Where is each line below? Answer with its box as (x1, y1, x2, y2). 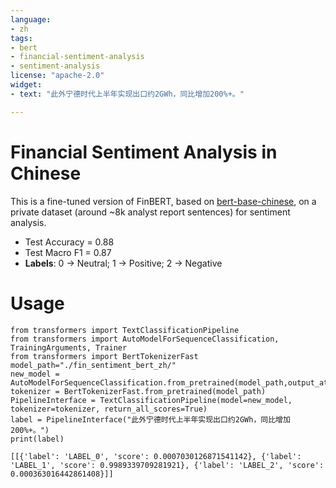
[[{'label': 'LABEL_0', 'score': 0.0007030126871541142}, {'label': (10, 451, 302, 461)
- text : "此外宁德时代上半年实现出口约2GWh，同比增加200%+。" (10, 89, 245, 99)
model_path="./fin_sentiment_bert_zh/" (10, 360, 177, 370)
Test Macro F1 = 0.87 (24, 246, 112, 258)
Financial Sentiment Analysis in (10, 141, 278, 163)
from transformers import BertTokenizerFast (10, 351, 199, 361)
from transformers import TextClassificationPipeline (10, 325, 240, 335)
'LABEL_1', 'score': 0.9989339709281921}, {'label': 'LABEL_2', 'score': (10, 460, 325, 470)
